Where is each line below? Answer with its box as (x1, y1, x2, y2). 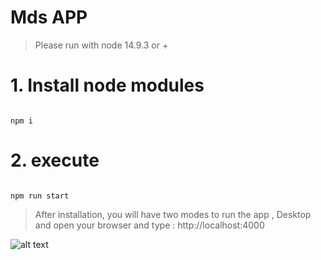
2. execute (10, 149, 100, 172)
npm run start (10, 191, 70, 201)
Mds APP (10, 6, 88, 29)
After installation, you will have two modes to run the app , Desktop (34, 208, 312, 220)
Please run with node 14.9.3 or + (34, 39, 169, 51)
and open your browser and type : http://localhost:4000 (34, 219, 265, 231)
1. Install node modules (10, 74, 205, 97)
